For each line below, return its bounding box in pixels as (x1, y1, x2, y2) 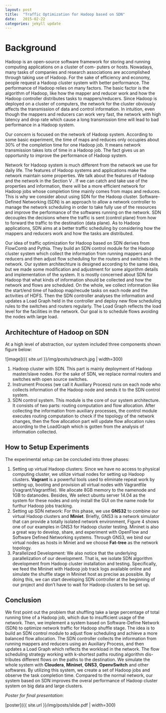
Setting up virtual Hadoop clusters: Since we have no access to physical (12, 466, 160, 472)
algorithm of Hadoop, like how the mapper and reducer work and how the (5, 90, 155, 97)
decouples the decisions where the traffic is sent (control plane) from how (5, 215, 157, 221)
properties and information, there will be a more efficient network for (5, 183, 145, 189)
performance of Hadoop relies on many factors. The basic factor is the (5, 85, 150, 91)
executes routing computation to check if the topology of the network (12, 413, 155, 419)
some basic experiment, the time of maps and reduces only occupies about (5, 137, 160, 143)
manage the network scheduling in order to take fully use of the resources (5, 204, 157, 210)
